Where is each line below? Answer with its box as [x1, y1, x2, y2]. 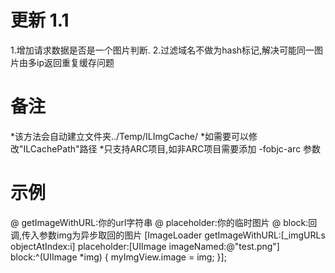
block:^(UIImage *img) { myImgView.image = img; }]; [10, 251, 227, 263]
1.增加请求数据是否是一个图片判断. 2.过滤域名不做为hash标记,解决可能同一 [10, 44, 315, 56]
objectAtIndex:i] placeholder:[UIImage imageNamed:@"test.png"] [10, 240, 280, 252]
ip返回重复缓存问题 [36, 56, 115, 68]
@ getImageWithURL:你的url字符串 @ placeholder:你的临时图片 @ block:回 [10, 216, 318, 228]
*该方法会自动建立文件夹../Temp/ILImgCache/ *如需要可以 [10, 130, 249, 142]
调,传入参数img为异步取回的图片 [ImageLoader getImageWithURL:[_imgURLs [10, 229, 326, 241]
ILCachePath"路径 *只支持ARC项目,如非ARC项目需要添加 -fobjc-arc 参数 [23, 142, 322, 155]
